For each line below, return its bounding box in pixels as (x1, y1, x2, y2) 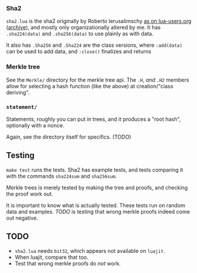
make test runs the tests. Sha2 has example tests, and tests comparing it (6, 166, 183, 173)
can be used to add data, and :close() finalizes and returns (6, 48, 152, 55)
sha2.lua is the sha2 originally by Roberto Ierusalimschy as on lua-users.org (6, 18, 192, 25)
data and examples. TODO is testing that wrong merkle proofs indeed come (6, 208, 190, 215)
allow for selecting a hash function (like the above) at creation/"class (6, 82, 173, 89)
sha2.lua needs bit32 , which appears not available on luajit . (14, 247, 166, 254)
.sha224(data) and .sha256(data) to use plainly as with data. (6, 30, 154, 37)
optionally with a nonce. (6, 121, 64, 129)
